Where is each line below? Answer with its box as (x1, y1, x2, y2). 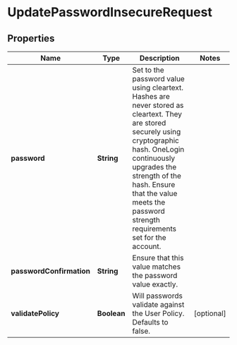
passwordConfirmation (11, 266, 90, 276)
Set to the (132, 65, 164, 75)
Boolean (97, 308, 126, 318)
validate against (132, 300, 185, 309)
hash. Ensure (132, 180, 176, 189)
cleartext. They (132, 109, 182, 119)
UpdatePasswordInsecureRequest (7, 4, 213, 20)
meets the (132, 198, 166, 207)
